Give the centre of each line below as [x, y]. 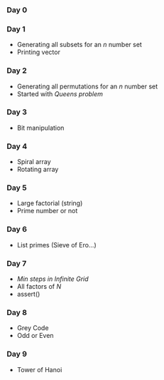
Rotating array [38, 170]
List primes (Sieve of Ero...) [56, 245]
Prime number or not [47, 211]
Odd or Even [35, 336]
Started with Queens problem [60, 93]
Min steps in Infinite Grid [53, 279]
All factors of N [39, 286]
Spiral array [34, 162]
